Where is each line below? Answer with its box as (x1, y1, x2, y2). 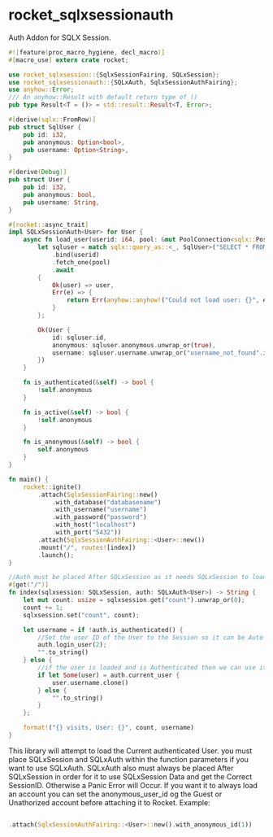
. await (51, 266, 75, 274)
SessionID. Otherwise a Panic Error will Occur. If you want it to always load (8, 780, 258, 790)
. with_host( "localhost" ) (51, 521, 136, 530)
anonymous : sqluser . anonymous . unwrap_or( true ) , (51, 341, 217, 349)
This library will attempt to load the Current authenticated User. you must (8, 746, 253, 756)
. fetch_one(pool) (51, 258, 111, 266)
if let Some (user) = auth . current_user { (37, 671, 180, 679)
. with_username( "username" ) (51, 506, 148, 514)
